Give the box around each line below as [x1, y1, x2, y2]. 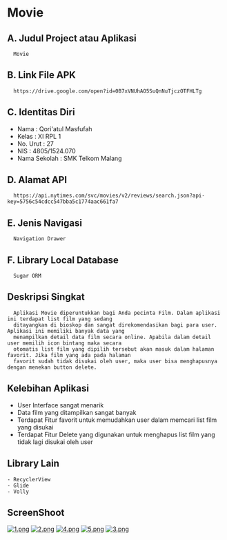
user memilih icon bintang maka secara [7, 340, 122, 347]
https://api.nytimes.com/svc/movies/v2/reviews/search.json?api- [13, 192, 206, 200]
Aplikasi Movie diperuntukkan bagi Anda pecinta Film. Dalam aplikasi [13, 309, 221, 316]
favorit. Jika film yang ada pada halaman [7, 351, 131, 358]
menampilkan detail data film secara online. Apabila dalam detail [13, 334, 212, 340]
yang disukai [17, 423, 54, 431]
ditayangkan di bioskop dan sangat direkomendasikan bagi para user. [13, 321, 217, 329]
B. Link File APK [7, 69, 76, 81]
